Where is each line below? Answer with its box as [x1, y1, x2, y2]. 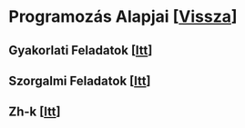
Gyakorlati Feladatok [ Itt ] [8, 43, 153, 58]
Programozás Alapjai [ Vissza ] [8, 6, 238, 27]
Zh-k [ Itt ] [8, 104, 61, 120]
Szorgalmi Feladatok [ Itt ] [8, 73, 151, 88]
